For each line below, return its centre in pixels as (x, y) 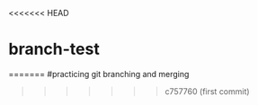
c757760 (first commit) (207, 91)
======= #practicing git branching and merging (99, 74)
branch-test (54, 49)
